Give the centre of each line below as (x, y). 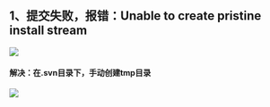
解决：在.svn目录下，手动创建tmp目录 (80, 73)
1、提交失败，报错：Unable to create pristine (135, 16)
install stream (48, 31)
